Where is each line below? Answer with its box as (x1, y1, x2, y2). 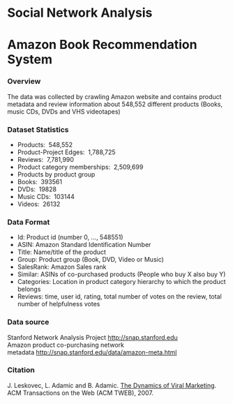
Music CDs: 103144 (17, 192, 75, 200)
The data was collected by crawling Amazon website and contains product (7, 92, 222, 100)
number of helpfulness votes (17, 300, 100, 308)
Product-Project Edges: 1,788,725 (17, 148, 116, 156)
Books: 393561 (17, 177, 63, 186)
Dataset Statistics (7, 124, 69, 134)
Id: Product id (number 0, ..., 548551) (17, 233, 123, 241)
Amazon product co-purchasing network (7, 341, 124, 349)
